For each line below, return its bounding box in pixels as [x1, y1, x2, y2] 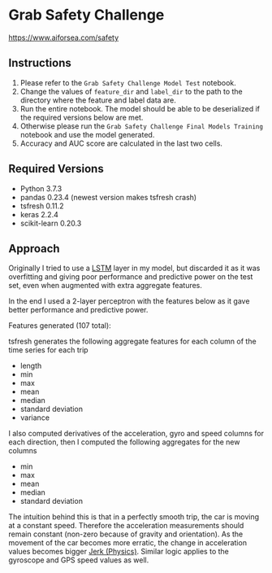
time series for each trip [8, 345, 89, 355]
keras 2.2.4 [19, 209, 58, 219]
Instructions [8, 56, 71, 70]
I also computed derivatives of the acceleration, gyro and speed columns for [8, 429, 264, 439]
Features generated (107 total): [8, 321, 111, 330]
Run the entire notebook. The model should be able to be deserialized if [19, 103, 260, 113]
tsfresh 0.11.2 [19, 201, 64, 211]
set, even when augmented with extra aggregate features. [8, 281, 203, 291]
